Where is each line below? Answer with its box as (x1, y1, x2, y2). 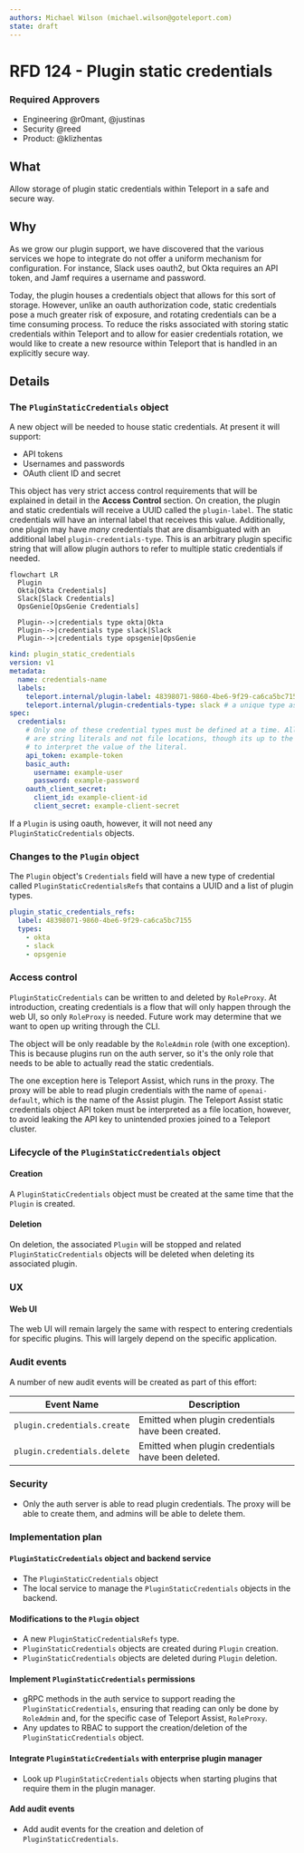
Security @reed (22, 123, 81, 134)
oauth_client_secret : (25, 785, 107, 794)
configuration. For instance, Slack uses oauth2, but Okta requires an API (9, 262, 279, 273)
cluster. (9, 1123, 38, 1134)
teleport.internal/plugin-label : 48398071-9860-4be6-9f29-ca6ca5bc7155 (25, 692, 301, 701)
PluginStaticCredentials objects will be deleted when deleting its (9, 1248, 255, 1260)
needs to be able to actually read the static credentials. (9, 1057, 214, 1068)
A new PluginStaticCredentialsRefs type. (22, 1634, 179, 1644)
